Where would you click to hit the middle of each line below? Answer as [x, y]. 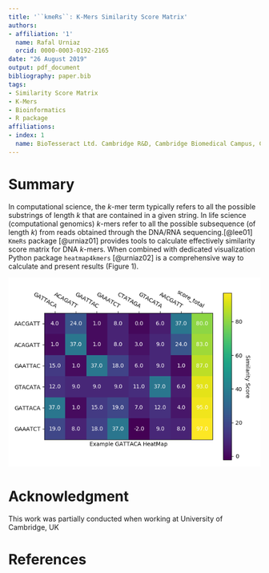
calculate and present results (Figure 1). [74, 266]
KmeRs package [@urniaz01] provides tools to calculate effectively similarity [132, 240]
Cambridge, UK [34, 527]
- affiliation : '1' [41, 34]
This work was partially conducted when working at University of [116, 519]
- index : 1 [26, 135]
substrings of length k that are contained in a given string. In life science [127, 215]
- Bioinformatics [37, 110]
